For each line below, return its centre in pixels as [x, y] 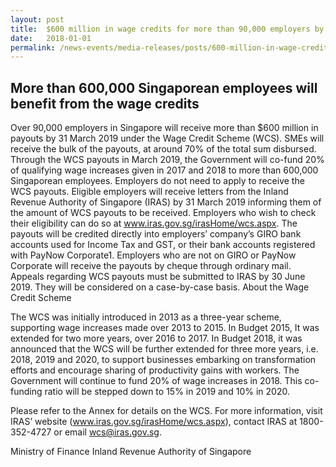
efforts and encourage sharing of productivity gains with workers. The [155, 370]
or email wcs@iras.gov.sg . [107, 432]
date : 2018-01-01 [51, 38]
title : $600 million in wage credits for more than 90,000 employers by [167, 29]
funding [26, 392]
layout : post [37, 19]
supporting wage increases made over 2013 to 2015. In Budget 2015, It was [165, 328]
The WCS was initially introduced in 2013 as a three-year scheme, [146, 317]
